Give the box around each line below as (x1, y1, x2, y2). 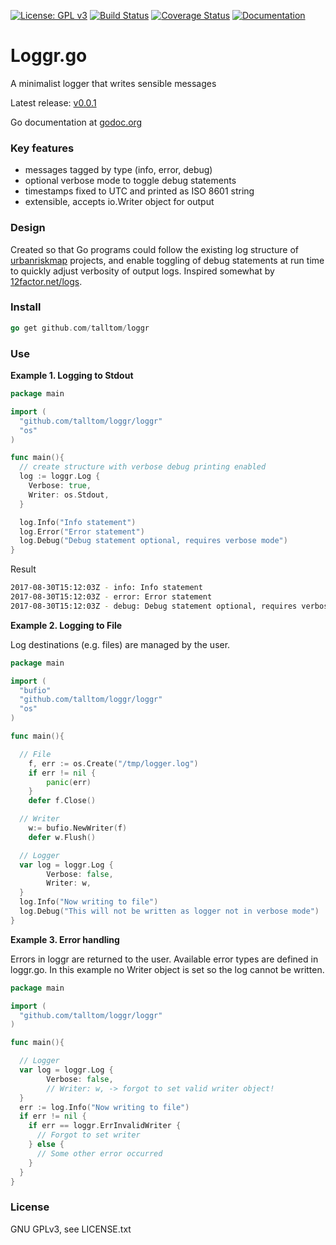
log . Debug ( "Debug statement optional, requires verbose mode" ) (19, 536, 288, 546)
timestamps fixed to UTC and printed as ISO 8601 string (24, 185, 255, 197)
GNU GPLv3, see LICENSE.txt (10, 1223, 132, 1235)
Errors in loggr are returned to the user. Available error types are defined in (10, 953, 319, 965)
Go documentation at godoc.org (10, 116, 143, 128)
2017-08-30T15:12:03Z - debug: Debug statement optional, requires (10, 601, 298, 611)
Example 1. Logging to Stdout (10, 370, 134, 381)
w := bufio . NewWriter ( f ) (28, 823, 128, 833)
